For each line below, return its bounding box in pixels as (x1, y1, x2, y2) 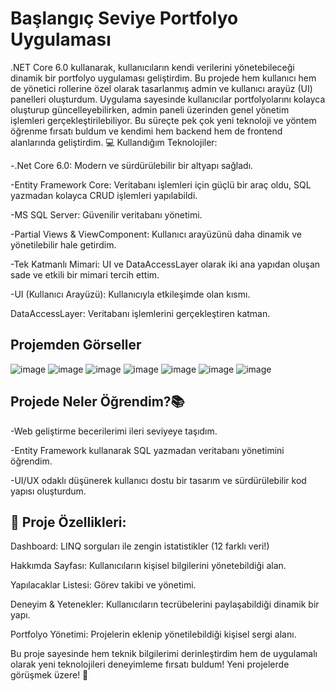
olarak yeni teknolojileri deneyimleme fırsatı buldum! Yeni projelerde (10, 658, 290, 671)
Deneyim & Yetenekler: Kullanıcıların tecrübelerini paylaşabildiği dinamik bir (10, 598, 320, 611)
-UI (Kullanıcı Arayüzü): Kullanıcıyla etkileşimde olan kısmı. (10, 288, 251, 300)
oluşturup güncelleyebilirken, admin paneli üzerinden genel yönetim (10, 103, 290, 116)
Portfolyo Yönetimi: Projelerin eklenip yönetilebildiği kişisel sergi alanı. (10, 628, 297, 641)
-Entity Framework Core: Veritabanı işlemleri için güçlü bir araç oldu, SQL (10, 178, 312, 191)
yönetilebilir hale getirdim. (10, 238, 117, 251)
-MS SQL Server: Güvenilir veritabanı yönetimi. (10, 208, 203, 221)
